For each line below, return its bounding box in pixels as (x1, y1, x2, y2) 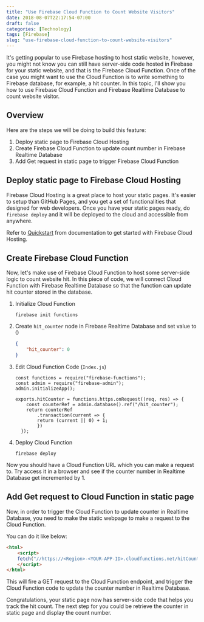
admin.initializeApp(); (15, 385, 76, 392)
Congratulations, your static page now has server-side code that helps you (6, 596, 194, 604)
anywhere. (6, 217, 33, 224)
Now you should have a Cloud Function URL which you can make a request (6, 461, 194, 469)
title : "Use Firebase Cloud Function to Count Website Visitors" (6, 9, 175, 15)
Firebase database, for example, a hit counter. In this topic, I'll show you (6, 80, 186, 87)
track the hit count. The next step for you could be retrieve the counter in (6, 603, 189, 610)
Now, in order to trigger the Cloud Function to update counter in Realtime (6, 508, 189, 515)
